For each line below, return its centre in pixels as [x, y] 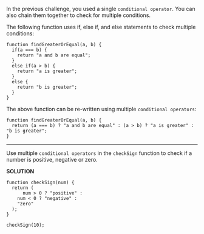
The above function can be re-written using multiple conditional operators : [101, 109]
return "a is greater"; [47, 71]
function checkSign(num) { [40, 182]
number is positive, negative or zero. [52, 160]
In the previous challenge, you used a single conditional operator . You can [101, 9]
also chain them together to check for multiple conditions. [78, 15]
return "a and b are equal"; [54, 55]
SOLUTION [20, 171]
